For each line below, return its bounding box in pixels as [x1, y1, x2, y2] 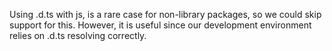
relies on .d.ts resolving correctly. [9, 30, 147, 41]
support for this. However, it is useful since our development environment [9, 19, 312, 31]
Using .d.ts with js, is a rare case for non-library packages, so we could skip [9, 9, 322, 20]
